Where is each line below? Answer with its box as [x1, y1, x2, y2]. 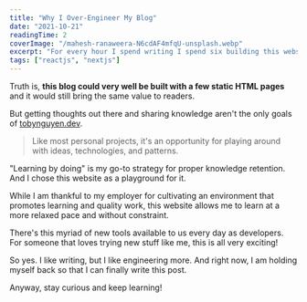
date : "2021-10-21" [9, 22, 84, 31]
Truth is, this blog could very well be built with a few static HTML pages [9, 81, 285, 91]
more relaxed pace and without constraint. [9, 210, 169, 220]
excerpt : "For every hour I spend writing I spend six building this [9, 47, 281, 57]
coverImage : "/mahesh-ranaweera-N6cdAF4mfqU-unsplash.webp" [9, 38, 244, 48]
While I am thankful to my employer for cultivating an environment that [9, 191, 274, 201]
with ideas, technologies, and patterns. [31, 145, 179, 156]
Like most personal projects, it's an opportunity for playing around [31, 136, 281, 146]
